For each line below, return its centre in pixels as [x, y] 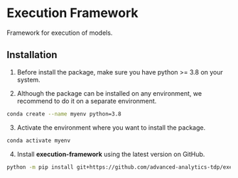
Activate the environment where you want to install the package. [111, 127]
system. [28, 79]
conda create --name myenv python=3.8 [64, 114]
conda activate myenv [39, 140]
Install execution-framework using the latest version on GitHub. [111, 154]
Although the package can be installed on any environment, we [109, 93]
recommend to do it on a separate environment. [87, 101]
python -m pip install [40, 167]
